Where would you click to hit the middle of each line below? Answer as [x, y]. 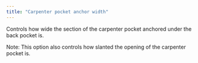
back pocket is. [25, 35]
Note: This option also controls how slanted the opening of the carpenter [96, 47]
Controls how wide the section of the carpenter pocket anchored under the [99, 29]
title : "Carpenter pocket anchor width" [58, 12]
